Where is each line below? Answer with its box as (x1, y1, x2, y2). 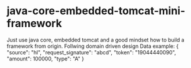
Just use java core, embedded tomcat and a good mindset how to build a (7, 36, 185, 43)
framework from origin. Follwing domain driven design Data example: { (7, 43, 179, 50)
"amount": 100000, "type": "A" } (7, 55, 85, 62)
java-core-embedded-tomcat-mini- (7, 4, 186, 18)
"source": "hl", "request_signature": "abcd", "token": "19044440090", (7, 48, 176, 56)
